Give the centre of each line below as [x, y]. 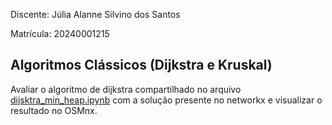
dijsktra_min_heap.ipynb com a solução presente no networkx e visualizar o [166, 100]
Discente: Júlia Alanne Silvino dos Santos [95, 14]
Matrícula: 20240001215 [60, 33]
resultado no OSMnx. [54, 110]
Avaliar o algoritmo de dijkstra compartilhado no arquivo [126, 89]
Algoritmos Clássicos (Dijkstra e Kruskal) [141, 65]
